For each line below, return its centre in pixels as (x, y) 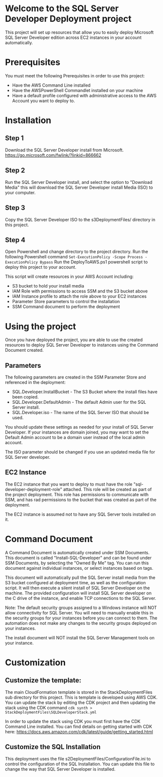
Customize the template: (43, 680)
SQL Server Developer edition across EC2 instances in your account (73, 37)
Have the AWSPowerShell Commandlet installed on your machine (78, 90)
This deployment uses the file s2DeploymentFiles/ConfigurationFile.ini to (78, 759)
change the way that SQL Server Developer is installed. (60, 769)
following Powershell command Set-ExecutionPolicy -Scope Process (74, 257)
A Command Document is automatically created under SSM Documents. (77, 552)
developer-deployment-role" (34, 489)
